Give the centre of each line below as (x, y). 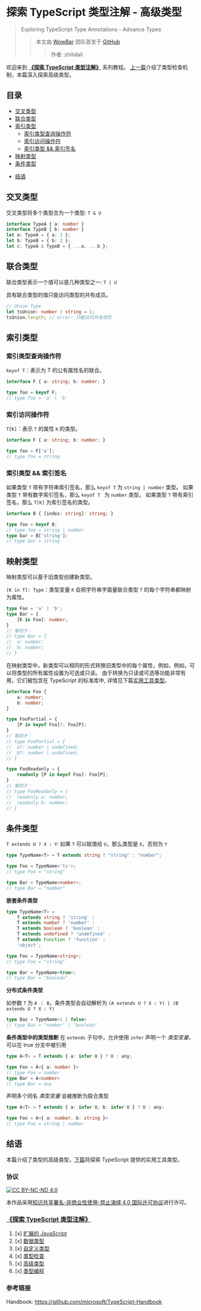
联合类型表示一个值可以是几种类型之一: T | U (62, 282)
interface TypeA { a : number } (45, 224)
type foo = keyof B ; (32, 524)
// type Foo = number (33, 1072)
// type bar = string (33, 541)
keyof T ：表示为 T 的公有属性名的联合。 (56, 370)
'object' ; (29, 945)
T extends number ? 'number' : (56, 923)
